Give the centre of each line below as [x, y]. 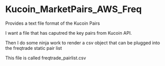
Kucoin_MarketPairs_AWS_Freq [74, 9]
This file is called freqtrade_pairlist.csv [46, 58]
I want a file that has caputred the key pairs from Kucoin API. [69, 33]
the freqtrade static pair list [34, 48]
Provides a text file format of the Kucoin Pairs [53, 23]
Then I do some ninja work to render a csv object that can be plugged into [83, 43]
